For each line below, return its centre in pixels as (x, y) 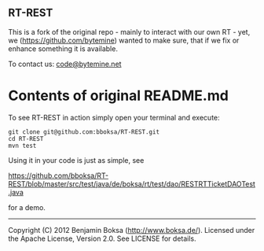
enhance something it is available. (63, 48)
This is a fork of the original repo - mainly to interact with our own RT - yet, (129, 31)
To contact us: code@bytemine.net (65, 64)
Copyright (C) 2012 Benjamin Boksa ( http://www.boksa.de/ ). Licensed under (132, 230)
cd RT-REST (26, 138)
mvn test (22, 146)
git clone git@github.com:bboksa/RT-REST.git (84, 132)
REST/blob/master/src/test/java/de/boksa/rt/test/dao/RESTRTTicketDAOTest (132, 183)
